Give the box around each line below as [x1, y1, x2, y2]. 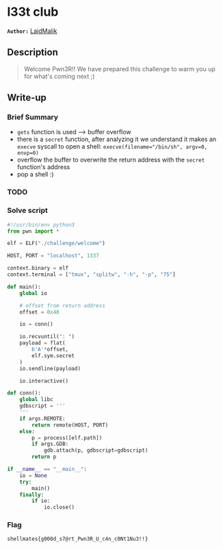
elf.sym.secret [31, 352, 75, 359]
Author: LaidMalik [7, 27, 57, 35]
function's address [16, 163, 70, 171]
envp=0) [16, 150, 39, 157]
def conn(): [7, 390, 41, 397]
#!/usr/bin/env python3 [7, 221, 75, 228]
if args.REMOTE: [19, 415, 66, 422]
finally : [19, 491, 44, 498]
